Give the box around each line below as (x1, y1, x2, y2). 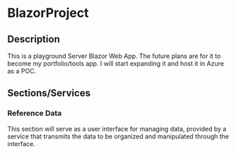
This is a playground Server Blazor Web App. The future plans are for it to (7, 52, 221, 60)
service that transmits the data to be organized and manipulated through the (7, 132, 230, 141)
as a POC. (7, 67, 37, 75)
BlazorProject (7, 5, 89, 21)
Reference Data (7, 108, 62, 118)
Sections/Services (7, 87, 90, 100)
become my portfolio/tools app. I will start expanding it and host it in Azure (7, 59, 225, 68)
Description (7, 33, 60, 45)
